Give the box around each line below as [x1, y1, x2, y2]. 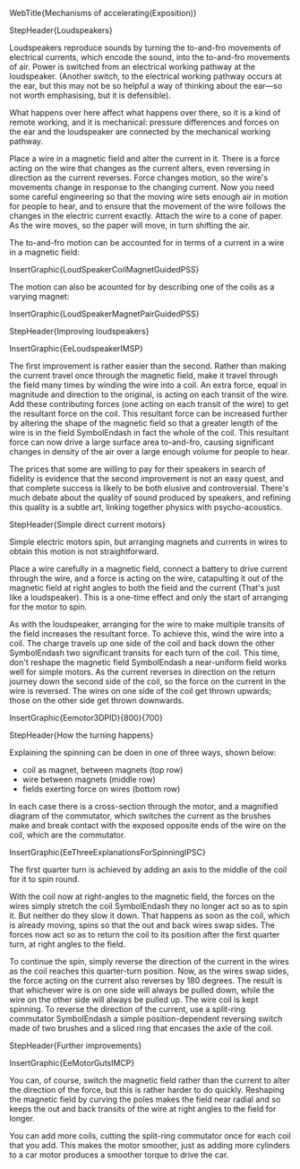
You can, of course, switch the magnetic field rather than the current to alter [9, 1075, 290, 1086]
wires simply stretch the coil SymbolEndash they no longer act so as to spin [9, 901, 288, 911]
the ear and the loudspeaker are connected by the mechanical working [9, 126, 271, 137]
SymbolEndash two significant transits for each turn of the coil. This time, [9, 647, 280, 658]
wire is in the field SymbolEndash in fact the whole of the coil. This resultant [9, 428, 289, 437]
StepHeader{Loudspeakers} [9, 25, 114, 35]
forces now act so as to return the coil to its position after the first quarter [9, 930, 280, 940]
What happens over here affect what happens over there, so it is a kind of [9, 108, 281, 117]
